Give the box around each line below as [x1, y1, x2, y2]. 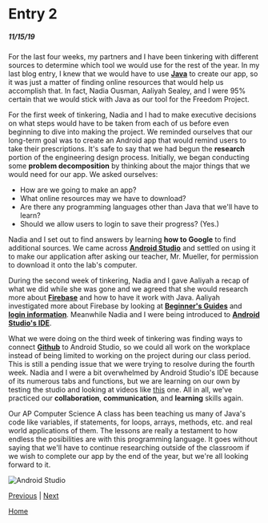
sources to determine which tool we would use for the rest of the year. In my [8, 61, 260, 70]
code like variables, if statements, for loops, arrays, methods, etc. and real [8, 417, 254, 427]
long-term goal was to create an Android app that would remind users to [8, 135, 246, 145]
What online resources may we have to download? [19, 194, 186, 203]
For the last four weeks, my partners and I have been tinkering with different [8, 52, 258, 62]
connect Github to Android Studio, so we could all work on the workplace [8, 342, 250, 352]
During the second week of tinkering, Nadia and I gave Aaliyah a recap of [8, 276, 250, 285]
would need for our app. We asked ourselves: [8, 170, 158, 179]
